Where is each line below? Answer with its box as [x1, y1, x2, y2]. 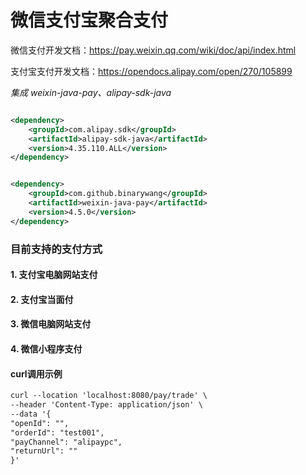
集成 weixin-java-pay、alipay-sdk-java [10, 86, 172, 98]
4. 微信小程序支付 [10, 342, 83, 355]
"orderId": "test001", [10, 427, 105, 438]
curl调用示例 [10, 367, 63, 380]
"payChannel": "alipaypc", [10, 437, 123, 447]
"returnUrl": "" [10, 446, 78, 456]
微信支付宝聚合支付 [10, 9, 169, 32]
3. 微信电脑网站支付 [10, 318, 92, 330]
